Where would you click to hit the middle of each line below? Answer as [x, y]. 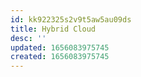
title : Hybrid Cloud [53, 29]
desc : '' [28, 38]
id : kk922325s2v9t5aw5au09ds [71, 19]
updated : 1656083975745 [60, 47]
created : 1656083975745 [60, 57]
